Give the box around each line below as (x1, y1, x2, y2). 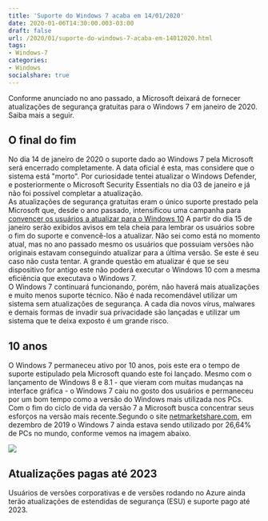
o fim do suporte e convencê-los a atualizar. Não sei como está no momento (8, 231, 261, 241)
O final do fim (8, 134, 77, 147)
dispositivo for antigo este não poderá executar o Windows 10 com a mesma (8, 265, 261, 275)
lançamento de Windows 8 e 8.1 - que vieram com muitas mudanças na (8, 378, 244, 387)
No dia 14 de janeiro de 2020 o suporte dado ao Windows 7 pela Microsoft (8, 154, 254, 164)
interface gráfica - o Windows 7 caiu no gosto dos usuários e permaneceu (8, 386, 254, 396)
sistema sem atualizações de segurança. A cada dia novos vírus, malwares (8, 299, 255, 309)
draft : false (8, 26, 52, 34)
